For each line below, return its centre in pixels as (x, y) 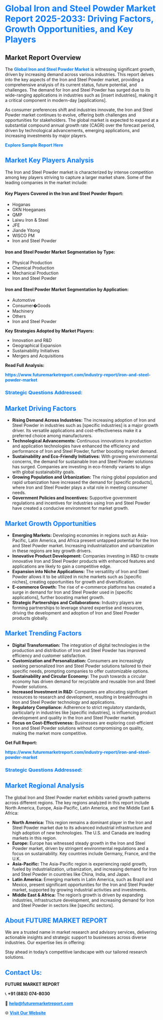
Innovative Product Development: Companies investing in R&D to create (85, 556)
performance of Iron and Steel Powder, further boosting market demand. (85, 451)
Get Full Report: (21, 742)
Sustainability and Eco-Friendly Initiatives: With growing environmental (85, 457)
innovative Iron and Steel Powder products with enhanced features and (83, 561)
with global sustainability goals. (44, 472)
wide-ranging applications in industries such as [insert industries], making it (81, 95)
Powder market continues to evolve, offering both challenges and (71, 115)
